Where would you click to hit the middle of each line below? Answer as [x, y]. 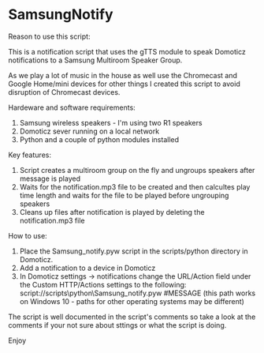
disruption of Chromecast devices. [64, 92]
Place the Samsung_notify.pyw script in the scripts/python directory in [134, 251]
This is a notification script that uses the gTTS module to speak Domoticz [127, 51]
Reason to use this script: [49, 36]
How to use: [28, 235]
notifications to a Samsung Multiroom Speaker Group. [95, 60]
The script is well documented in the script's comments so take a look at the [132, 317]
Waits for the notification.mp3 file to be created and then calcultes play [135, 186]
